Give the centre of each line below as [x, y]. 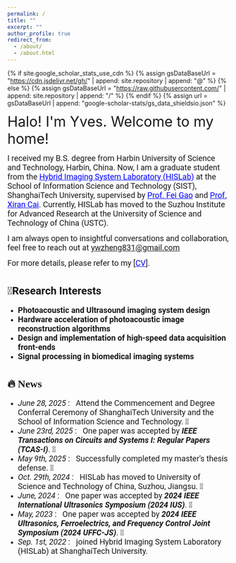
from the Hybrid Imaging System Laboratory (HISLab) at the [112, 177]
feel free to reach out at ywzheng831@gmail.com [94, 247]
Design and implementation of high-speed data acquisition [122, 338]
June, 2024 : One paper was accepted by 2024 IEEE [108, 495]
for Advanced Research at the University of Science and [105, 214]
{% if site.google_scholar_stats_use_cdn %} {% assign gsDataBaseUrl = [112, 73]
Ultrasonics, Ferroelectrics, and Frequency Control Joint [114, 523]
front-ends [37, 347]
